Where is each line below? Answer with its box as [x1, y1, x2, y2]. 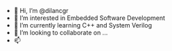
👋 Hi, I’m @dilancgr [13, 7, 69, 14]
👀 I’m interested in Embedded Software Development [13, 14, 165, 22]
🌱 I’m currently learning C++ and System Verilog [13, 21, 153, 29]
